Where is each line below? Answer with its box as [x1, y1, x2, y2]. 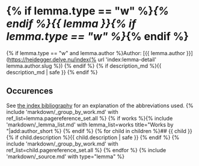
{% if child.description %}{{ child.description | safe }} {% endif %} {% [6, 134, 180, 141]
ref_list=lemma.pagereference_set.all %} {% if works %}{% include [6, 114, 173, 122]
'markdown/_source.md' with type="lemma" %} [6, 153, 125, 160]
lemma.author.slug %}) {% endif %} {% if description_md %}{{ [6, 62, 162, 70]
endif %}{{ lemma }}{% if [6, 17, 136, 31]
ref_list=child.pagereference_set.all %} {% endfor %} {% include [6, 146, 167, 153]
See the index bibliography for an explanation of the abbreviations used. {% [6, 102, 194, 109]
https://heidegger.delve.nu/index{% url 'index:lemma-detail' [8, 56, 157, 63]
